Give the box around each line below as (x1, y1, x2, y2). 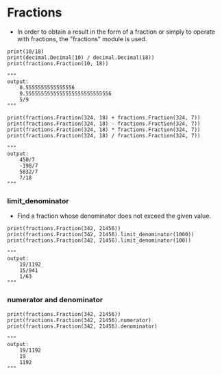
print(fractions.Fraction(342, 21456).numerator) (7, 317, 152, 323)
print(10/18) (7, 48, 45, 55)
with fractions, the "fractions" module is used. (16, 34, 147, 43)
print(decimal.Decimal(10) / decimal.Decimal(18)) (7, 54, 155, 61)
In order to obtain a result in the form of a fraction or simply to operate (16, 27, 216, 36)
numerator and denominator (7, 295, 103, 305)
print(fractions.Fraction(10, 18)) (7, 60, 109, 67)
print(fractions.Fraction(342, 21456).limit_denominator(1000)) (7, 231, 195, 238)
